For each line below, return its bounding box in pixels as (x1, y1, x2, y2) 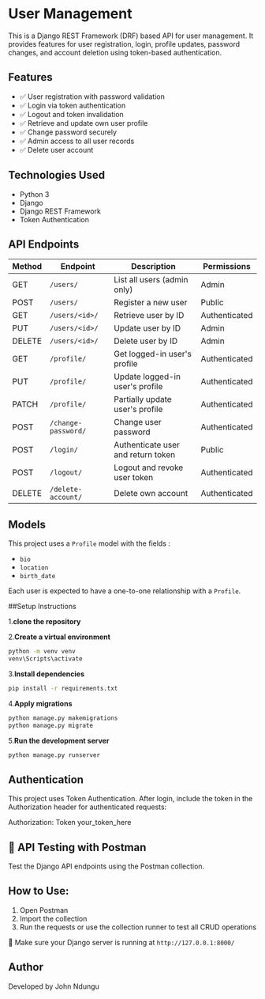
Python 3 (19, 189, 50, 199)
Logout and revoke (114, 462, 184, 473)
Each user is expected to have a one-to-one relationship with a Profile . (8, 586, 241, 596)
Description (131, 261, 176, 272)
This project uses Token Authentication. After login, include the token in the (8, 794, 253, 804)
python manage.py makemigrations (8, 713, 118, 722)
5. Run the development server (8, 736, 110, 745)
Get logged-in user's (114, 349, 192, 360)
